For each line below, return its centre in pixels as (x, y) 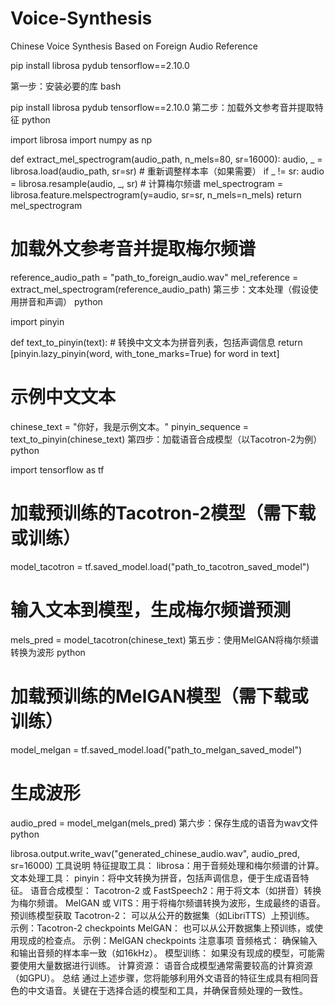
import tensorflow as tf (57, 469)
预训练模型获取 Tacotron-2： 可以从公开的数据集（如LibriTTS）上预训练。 (162, 915)
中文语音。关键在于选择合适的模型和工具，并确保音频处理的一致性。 (167, 990)
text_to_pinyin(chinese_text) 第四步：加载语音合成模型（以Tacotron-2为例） (166, 439)
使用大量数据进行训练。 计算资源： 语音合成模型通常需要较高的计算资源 (165, 965)
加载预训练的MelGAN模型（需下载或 (159, 696)
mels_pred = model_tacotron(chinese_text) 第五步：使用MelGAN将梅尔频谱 (165, 639)
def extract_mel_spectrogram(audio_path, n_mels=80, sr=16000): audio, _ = (166, 159)
